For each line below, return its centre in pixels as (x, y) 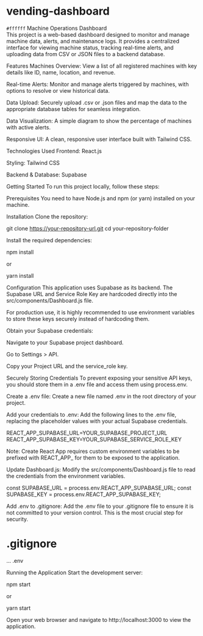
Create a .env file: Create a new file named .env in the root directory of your (101, 396)
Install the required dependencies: (49, 240)
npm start (19, 584)
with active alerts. (28, 127)
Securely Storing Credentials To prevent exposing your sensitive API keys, (99, 378)
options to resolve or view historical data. (58, 90)
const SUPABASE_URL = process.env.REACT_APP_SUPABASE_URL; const (99, 488)
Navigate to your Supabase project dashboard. (65, 342)
